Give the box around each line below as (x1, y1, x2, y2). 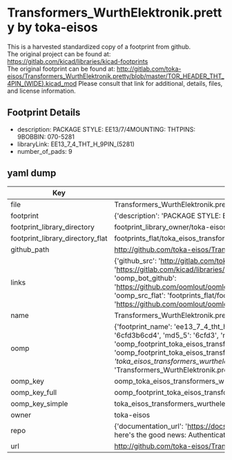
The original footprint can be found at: (7, 64, 115, 73)
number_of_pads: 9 (17, 147, 72, 155)
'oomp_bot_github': (113, 273, 177, 283)
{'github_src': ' (113, 256, 161, 265)
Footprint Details (7, 107, 81, 118)
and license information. (7, 87, 76, 95)
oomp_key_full (10, 387, 57, 397)
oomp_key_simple (10, 398, 68, 408)
